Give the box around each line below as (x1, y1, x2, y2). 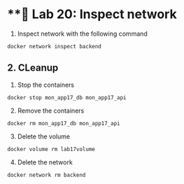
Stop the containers (17, 80, 75, 89)
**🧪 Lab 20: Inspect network (7, 6, 177, 22)
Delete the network (17, 157, 73, 167)
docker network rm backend (7, 171, 86, 178)
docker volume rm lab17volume (7, 146, 96, 153)
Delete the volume (17, 132, 71, 141)
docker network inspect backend (7, 43, 101, 50)
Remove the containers (17, 106, 85, 115)
